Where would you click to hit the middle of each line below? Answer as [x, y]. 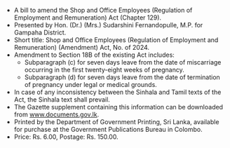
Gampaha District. [40, 32]
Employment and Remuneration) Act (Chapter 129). [88, 18]
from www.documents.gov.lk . [56, 114]
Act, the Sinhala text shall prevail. [62, 100]
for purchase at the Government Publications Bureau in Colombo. [108, 129]
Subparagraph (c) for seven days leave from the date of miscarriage [123, 62]
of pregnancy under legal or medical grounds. [91, 85]
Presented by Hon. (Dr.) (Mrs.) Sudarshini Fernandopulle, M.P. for [108, 25]
